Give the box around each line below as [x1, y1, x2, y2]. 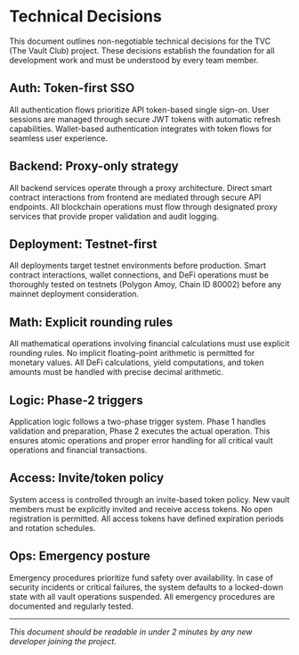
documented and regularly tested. [9, 601, 133, 611]
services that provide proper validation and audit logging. [9, 211, 220, 221]
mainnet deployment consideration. [9, 288, 140, 300]
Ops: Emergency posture [9, 549, 151, 564]
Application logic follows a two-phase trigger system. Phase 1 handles [9, 417, 267, 427]
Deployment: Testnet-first [9, 236, 158, 252]
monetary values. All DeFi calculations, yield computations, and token [9, 357, 264, 368]
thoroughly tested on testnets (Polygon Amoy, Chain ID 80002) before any [9, 279, 282, 290]
